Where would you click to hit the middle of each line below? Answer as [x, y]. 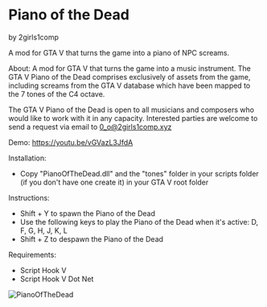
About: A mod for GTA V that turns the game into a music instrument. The [130, 68]
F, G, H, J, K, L [44, 230]
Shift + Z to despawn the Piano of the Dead [91, 239]
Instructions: [29, 197]
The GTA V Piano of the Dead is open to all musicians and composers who [131, 110]
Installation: [27, 158]
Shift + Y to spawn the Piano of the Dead [87, 213]
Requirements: [32, 255]
